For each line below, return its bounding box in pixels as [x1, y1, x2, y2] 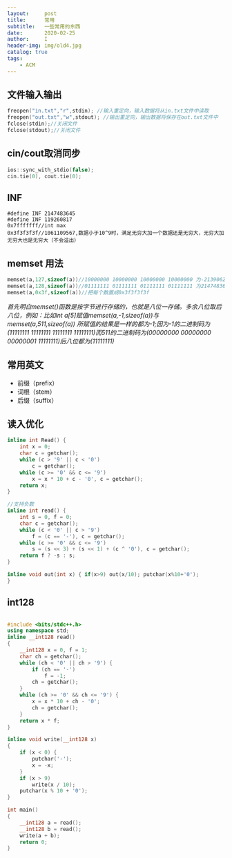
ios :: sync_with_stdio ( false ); [7, 166, 95, 173]
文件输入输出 [7, 89, 62, 101]
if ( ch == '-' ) [32, 666, 76, 673]
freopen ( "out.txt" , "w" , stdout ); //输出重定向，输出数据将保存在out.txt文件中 [7, 114, 219, 121]
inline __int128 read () [7, 633, 76, 641]
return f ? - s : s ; [19, 552, 76, 560]
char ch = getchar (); [19, 653, 81, 660]
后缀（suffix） [17, 396, 58, 404]
